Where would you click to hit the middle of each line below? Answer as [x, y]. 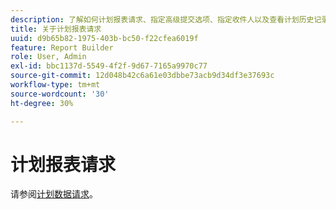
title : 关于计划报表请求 [56, 29]
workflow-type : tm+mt [55, 85]
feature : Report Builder [62, 47]
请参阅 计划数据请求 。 [54, 194]
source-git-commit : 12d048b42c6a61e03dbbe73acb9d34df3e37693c [142, 76]
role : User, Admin [48, 57]
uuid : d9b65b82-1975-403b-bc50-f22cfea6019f [104, 38]
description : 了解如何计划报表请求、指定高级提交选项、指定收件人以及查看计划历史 [162, 19]
